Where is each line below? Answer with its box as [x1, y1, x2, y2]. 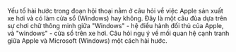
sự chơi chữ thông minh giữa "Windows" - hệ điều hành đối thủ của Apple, [7, 22, 224, 30]
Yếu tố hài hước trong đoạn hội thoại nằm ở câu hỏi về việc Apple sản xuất [7, 7, 224, 15]
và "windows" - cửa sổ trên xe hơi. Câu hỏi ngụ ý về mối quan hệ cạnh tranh [7, 29, 230, 37]
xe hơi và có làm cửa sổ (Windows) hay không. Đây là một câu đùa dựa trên [7, 14, 228, 22]
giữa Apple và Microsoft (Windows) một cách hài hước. [7, 37, 167, 45]
